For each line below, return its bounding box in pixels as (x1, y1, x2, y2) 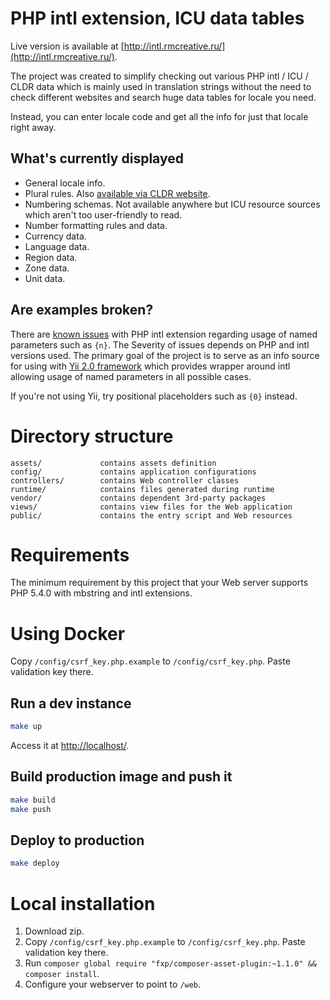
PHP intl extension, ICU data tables (10, 7, 305, 30)
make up (10, 722, 43, 732)
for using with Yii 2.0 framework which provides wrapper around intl (10, 360, 291, 372)
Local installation (10, 892, 156, 915)
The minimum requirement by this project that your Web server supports (10, 577, 309, 589)
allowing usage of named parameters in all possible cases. (10, 370, 252, 382)
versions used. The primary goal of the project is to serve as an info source (10, 349, 320, 361)
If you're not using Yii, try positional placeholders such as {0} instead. (10, 390, 298, 402)
